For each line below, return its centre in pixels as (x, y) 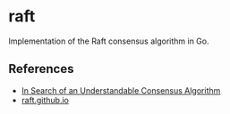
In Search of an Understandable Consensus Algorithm (121, 90)
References (41, 69)
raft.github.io (45, 100)
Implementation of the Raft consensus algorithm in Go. (109, 41)
